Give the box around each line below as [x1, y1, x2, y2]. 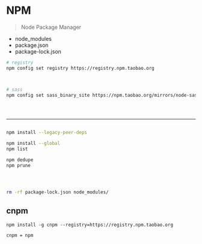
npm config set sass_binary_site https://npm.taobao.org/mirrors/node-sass [6, 92, 200, 98]
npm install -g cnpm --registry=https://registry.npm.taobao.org [6, 222, 173, 228]
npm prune [6, 162, 31, 168]
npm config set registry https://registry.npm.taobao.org [6, 65, 155, 71]
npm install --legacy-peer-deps [6, 130, 87, 136]
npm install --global [6, 141, 61, 147]
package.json [14, 41, 49, 49]
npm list [6, 146, 28, 152]
